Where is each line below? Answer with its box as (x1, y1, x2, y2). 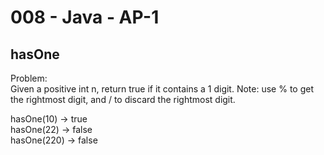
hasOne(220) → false (10, 134, 98, 146)
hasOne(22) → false (10, 124, 93, 135)
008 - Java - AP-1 (10, 6, 160, 29)
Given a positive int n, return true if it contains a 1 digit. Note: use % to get (10, 83, 314, 95)
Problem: (10, 72, 48, 84)
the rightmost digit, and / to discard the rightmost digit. (10, 94, 236, 105)
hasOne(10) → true (10, 113, 88, 125)
